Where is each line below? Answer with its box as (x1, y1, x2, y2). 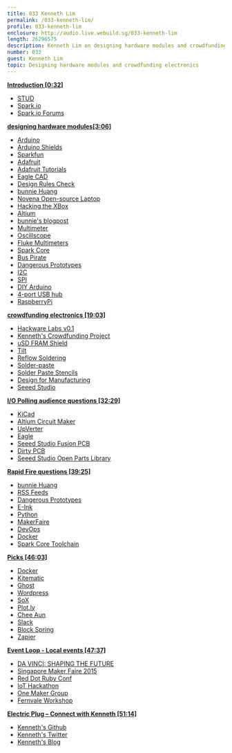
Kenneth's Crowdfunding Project (17, 332, 110, 340)
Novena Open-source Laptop (17, 194, 101, 203)
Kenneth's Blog (17, 738, 61, 746)
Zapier (17, 633, 36, 641)
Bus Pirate (17, 253, 47, 262)
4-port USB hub (17, 290, 63, 298)
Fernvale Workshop (17, 696, 73, 705)
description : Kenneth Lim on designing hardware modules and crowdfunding (7, 42, 227, 49)
